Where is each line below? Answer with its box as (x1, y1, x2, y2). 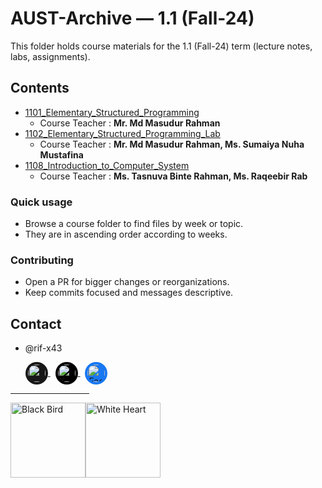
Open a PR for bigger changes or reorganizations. (24, 276, 230, 288)
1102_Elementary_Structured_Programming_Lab (24, 127, 221, 139)
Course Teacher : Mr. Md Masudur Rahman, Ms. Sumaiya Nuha (39, 138, 305, 150)
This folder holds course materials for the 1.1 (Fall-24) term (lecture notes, (10, 40, 313, 52)
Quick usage (10, 195, 73, 209)
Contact (10, 315, 62, 332)
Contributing (10, 253, 74, 267)
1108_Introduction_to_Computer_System (24, 159, 190, 171)
